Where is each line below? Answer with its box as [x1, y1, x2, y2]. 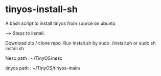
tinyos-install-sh [5, 4, 78, 15]
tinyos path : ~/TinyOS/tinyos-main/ [5, 65, 81, 71]
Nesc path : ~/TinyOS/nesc [5, 55, 63, 61]
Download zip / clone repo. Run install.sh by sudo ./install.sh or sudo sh [5, 40, 156, 46]
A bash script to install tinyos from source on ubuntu [5, 20, 116, 26]
